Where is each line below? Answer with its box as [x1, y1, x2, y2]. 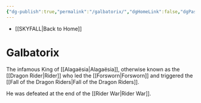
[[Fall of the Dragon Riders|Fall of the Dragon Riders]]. [6, 78, 139, 85]
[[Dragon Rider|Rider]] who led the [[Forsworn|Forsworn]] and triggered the [6, 72, 193, 79]
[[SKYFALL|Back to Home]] [14, 25, 82, 32]
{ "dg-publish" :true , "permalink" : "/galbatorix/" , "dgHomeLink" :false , [6, 8, 181, 15]
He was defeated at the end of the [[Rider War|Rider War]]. [6, 90, 151, 97]
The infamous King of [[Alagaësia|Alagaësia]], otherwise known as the [6, 65, 180, 73]
